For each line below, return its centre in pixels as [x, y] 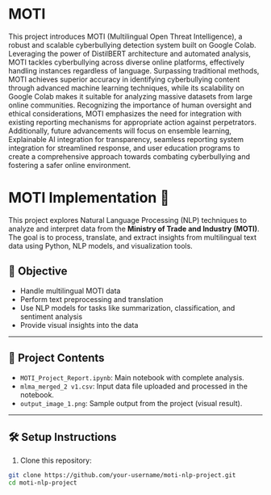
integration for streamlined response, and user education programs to [124, 148]
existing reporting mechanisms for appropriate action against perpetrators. [132, 122]
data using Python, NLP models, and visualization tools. [101, 245]
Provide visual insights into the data [79, 325]
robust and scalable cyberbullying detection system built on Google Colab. [132, 44]
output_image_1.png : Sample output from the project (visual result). [131, 403]
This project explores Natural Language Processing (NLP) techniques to [128, 220]
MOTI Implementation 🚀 [89, 198]
